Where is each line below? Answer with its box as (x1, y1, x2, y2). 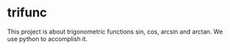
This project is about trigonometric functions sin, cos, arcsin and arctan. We (7, 27, 223, 36)
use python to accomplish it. (7, 34, 88, 42)
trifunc (7, 5, 47, 21)
